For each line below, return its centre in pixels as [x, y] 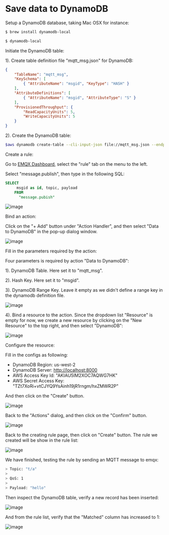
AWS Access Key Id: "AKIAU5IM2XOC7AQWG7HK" [65, 375]
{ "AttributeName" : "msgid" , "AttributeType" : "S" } [80, 98]
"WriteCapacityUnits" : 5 [49, 116]
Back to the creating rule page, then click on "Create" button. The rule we [81, 435]
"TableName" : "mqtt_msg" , [41, 74]
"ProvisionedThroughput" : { [44, 107]
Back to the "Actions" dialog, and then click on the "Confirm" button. [76, 416]
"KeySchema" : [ [30, 79]
